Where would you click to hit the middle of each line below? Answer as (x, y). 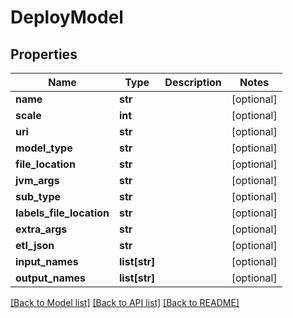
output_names (51, 278)
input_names (47, 261)
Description (193, 82)
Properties (44, 54)
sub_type (38, 196)
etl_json (35, 245)
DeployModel (67, 17)
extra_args (41, 229)
